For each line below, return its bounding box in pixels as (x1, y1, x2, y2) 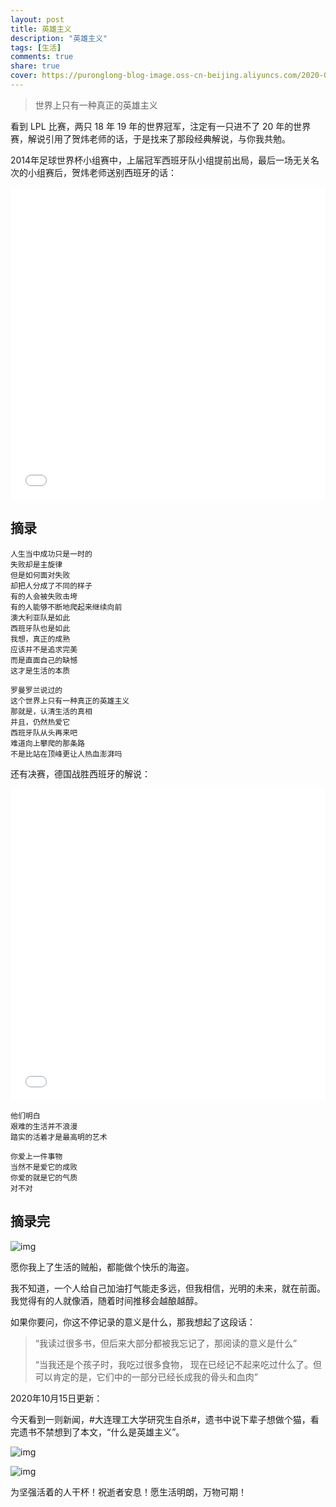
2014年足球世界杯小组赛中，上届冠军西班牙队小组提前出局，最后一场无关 (10, 154, 312, 166)
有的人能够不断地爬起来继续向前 (10, 602, 123, 612)
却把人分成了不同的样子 (10, 581, 93, 591)
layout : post (10, 14, 65, 25)
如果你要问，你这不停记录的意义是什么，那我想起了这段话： (10, 1316, 256, 1328)
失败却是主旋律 (10, 559, 63, 570)
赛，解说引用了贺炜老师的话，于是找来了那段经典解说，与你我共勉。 (10, 132, 291, 145)
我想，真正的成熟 (10, 634, 71, 644)
